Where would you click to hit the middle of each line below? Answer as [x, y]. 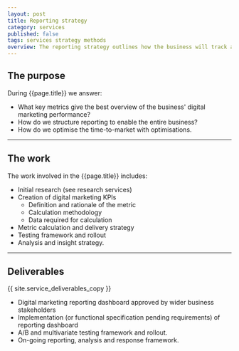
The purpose [36, 76]
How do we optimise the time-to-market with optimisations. [105, 130]
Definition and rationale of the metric [82, 204]
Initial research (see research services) [75, 189]
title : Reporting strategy [47, 21]
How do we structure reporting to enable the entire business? [107, 122]
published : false [33, 34]
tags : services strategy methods [57, 41]
